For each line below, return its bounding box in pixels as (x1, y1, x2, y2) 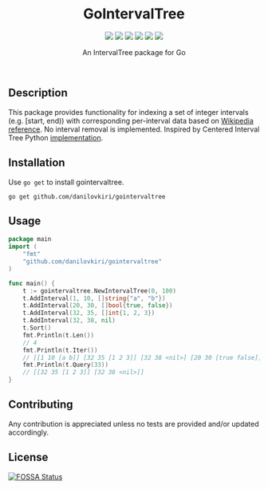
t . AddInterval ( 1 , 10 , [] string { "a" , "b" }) (22, 294, 166, 302)
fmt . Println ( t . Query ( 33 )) (22, 361, 109, 369)
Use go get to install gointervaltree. (8, 177, 124, 187)
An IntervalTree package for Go (82, 47, 186, 57)
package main (8, 235, 52, 243)
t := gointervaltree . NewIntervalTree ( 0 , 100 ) (22, 286, 177, 295)
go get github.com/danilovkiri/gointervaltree (8, 192, 166, 200)
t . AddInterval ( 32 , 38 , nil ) (22, 317, 116, 325)
